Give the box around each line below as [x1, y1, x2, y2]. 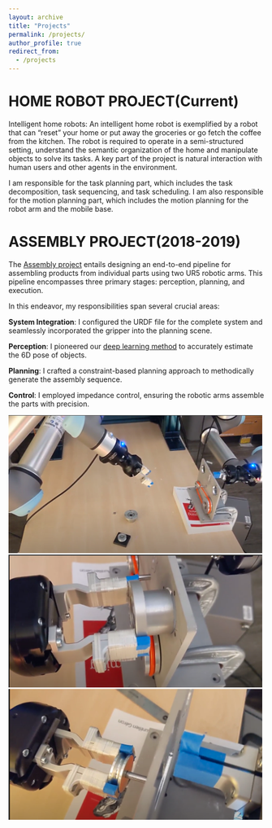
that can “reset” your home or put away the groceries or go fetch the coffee [8, 127, 261, 138]
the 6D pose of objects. [8, 350, 88, 360]
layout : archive [8, 13, 63, 21]
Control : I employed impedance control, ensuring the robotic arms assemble [8, 390, 265, 400]
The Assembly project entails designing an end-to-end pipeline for [8, 259, 231, 269]
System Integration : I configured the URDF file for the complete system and [8, 317, 263, 326]
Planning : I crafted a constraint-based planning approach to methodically [8, 366, 254, 375]
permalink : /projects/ [8, 30, 85, 38]
